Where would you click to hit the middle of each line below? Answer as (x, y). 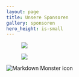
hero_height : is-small (35, 29)
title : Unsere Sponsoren (37, 17)
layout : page (23, 12)
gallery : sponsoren (31, 23)
